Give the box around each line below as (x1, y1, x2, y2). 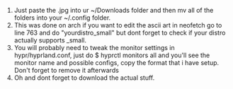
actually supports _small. (13, 36, 87, 44)
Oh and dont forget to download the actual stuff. (13, 73, 155, 82)
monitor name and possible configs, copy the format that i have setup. (13, 59, 220, 66)
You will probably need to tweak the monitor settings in (13, 44, 175, 52)
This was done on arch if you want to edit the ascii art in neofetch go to (13, 21, 222, 29)
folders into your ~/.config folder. (13, 13, 111, 22)
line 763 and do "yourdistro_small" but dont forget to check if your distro (13, 28, 226, 37)
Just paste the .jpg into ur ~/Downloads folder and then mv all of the (13, 6, 214, 14)
